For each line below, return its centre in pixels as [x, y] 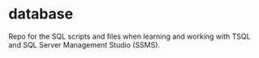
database [41, 14]
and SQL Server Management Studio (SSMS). [84, 44]
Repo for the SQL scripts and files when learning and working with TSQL [129, 36]
